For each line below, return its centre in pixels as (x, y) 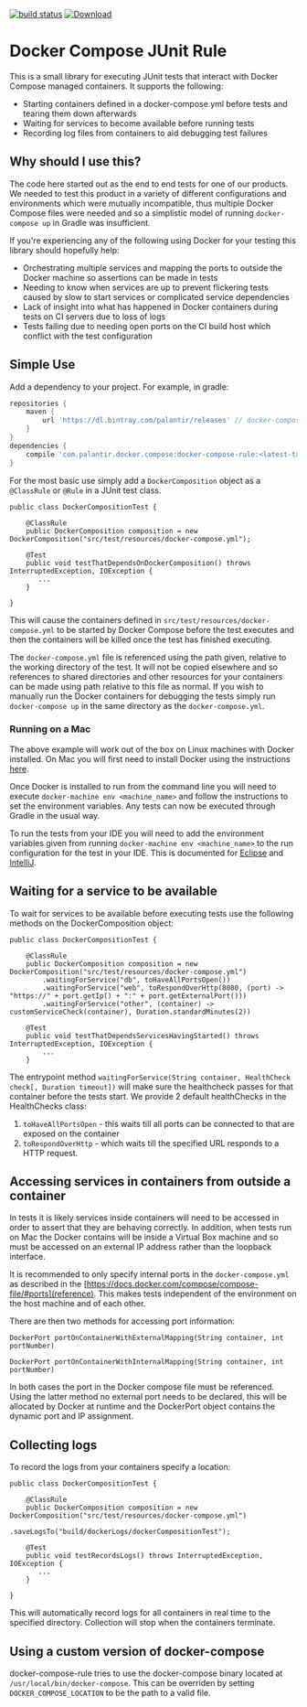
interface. (27, 1257)
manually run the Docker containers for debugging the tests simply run (143, 696)
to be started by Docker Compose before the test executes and (175, 629)
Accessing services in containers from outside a (150, 1181)
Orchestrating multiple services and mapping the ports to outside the (153, 268)
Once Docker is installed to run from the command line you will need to (143, 786)
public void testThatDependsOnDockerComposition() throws (138, 563)
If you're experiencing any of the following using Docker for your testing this (153, 240)
